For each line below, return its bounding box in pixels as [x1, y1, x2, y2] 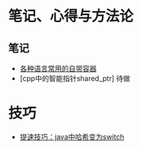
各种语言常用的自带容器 [19, 64, 97, 73]
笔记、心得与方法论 [8, 7, 134, 25]
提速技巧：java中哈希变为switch [19, 132, 125, 141]
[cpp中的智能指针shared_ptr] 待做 [19, 74, 131, 83]
